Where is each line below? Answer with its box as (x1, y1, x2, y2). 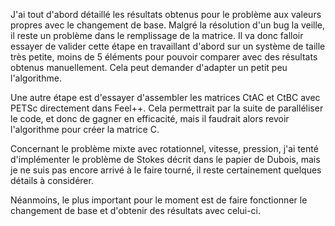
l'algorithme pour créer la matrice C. (10, 124, 160, 135)
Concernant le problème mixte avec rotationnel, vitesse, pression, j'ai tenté (10, 143, 319, 154)
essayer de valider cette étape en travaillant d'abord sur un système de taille (10, 40, 326, 52)
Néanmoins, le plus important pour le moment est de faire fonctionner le (10, 194, 308, 206)
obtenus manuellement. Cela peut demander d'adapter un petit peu (10, 62, 288, 73)
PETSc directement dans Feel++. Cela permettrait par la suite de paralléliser (10, 102, 324, 114)
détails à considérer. (10, 175, 94, 186)
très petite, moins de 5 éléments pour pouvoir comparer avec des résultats (10, 51, 318, 63)
